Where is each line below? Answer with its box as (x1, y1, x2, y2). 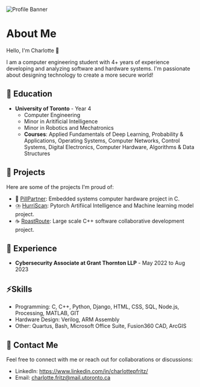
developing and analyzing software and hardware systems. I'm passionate (6, 65, 191, 72)
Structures (23, 150, 51, 157)
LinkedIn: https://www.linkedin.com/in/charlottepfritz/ (14, 368, 149, 374)
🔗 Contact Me (6, 340, 58, 350)
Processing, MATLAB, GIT (14, 310, 80, 317)
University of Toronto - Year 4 (14, 104, 92, 112)
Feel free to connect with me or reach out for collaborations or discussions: (6, 356, 193, 363)
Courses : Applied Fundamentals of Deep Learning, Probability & (23, 130, 184, 138)
